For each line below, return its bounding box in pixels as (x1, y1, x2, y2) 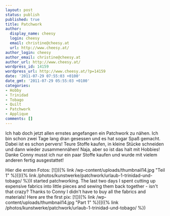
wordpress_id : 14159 (5, 64, 49, 69)
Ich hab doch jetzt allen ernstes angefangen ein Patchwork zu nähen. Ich (5, 130, 159, 136)
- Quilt (5, 102, 22, 107)
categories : (5, 83, 31, 88)
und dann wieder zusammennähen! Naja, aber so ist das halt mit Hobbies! (5, 146, 160, 152)
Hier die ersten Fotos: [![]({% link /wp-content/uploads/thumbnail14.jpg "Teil (5, 167, 165, 173)
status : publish (5, 12, 40, 17)
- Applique (5, 111, 29, 117)
